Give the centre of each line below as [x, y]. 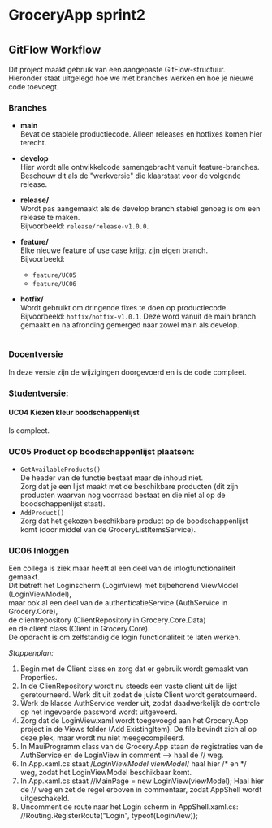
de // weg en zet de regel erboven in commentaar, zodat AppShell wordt [141, 790]
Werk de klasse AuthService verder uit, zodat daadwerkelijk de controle [140, 704]
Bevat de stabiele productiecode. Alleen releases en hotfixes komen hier [141, 134]
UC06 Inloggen [39, 551]
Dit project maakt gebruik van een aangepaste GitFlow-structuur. [117, 69]
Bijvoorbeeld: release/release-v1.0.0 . [84, 226]
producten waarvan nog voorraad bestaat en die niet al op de [123, 495]
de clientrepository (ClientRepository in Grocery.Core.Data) [107, 620]
